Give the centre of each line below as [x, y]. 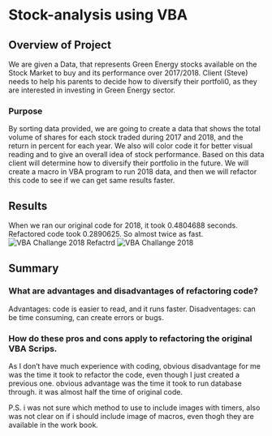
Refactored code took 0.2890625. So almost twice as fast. [106, 234]
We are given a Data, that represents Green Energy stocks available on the [133, 64]
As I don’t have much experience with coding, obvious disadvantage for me [135, 366]
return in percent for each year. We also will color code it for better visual [131, 146]
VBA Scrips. [33, 348]
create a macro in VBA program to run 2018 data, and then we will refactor [133, 172]
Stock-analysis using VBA [98, 15]
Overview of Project [60, 45]
